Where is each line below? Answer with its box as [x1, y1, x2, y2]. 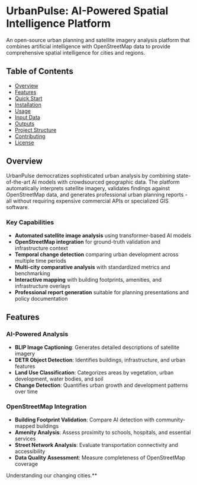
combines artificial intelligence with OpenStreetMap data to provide [6, 43, 170, 50]
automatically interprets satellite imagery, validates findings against [6, 184, 170, 191]
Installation [14, 101, 42, 108]
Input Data [14, 114, 40, 121]
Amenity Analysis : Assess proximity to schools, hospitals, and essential [14, 429, 191, 436]
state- [176, 172, 191, 179]
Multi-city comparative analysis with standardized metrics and [14, 263, 170, 270]
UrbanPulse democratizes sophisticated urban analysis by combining [6, 172, 176, 179]
